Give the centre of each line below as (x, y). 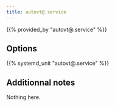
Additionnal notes (41, 82)
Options (22, 49)
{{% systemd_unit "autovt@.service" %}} (58, 63)
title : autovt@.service (37, 12)
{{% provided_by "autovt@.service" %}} (57, 29)
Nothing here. (23, 97)
